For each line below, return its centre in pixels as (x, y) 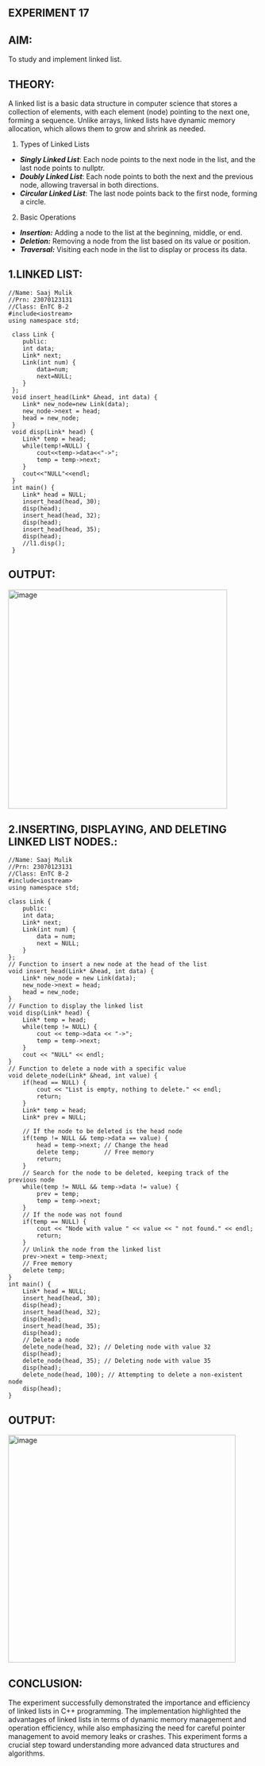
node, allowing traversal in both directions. (89, 185)
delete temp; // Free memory (96, 1152)
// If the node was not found (73, 1215)
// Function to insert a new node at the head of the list (108, 965)
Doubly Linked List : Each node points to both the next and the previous (136, 177)
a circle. (33, 202)
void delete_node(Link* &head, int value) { (83, 1076)
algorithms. (27, 1753)
